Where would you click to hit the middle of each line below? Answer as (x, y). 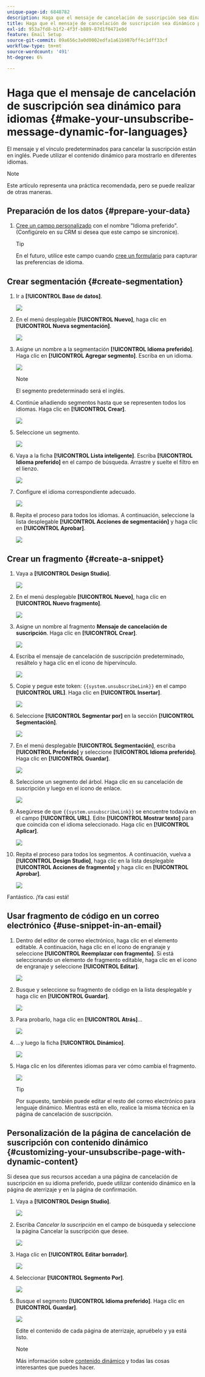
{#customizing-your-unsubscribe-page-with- (96, 1152)
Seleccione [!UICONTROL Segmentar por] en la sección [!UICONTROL (105, 716)
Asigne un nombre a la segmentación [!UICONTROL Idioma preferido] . (105, 349)
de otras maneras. (30, 192)
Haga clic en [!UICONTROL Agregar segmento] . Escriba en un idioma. (104, 356)
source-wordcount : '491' (38, 52)
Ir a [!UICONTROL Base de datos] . (59, 296)
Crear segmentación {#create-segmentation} (95, 281)
